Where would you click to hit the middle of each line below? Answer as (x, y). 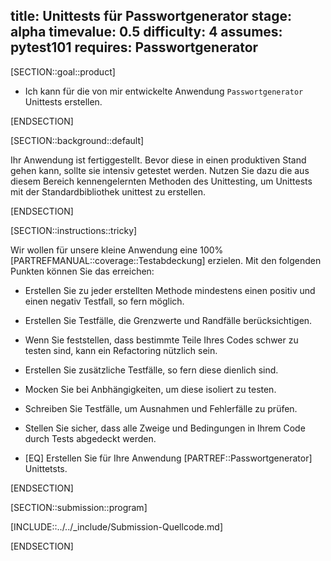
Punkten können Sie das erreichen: (82, 271)
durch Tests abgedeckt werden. (90, 438)
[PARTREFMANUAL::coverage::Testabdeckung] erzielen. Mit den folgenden (166, 260)
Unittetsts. (46, 468)
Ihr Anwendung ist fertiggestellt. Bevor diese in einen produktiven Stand (158, 160)
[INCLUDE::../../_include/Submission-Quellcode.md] (116, 526)
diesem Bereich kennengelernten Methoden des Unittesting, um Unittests (161, 181)
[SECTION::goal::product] (63, 71)
